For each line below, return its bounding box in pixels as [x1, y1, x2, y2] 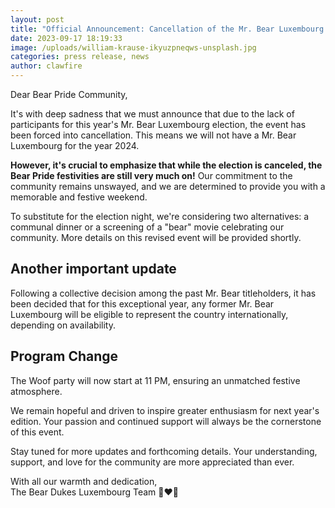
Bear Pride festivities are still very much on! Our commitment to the [10, 170, 293, 181]
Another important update [10, 261, 177, 278]
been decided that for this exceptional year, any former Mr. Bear [10, 297, 275, 310]
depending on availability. [10, 319, 116, 331]
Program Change [10, 348, 119, 365]
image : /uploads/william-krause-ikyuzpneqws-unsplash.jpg [10, 42, 257, 53]
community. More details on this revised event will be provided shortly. [10, 232, 302, 243]
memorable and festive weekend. [10, 191, 148, 203]
